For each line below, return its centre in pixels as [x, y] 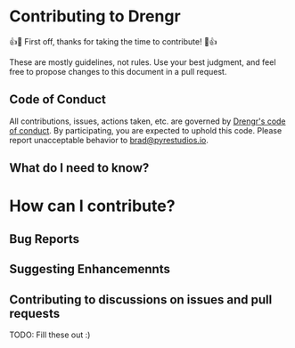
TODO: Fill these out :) [50, 335]
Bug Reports [45, 239]
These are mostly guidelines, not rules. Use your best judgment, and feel [143, 62]
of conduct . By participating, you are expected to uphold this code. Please [146, 130]
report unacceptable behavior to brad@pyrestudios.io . [109, 140]
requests [35, 313]
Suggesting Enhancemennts [90, 269]
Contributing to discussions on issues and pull [141, 299]
